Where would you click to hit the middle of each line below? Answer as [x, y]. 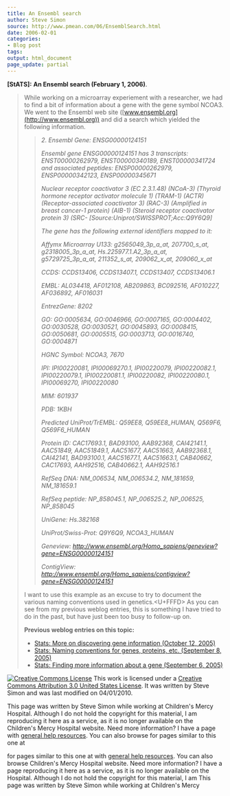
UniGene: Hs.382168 [70, 519]
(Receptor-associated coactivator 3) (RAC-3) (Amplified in [124, 203]
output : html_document [39, 58]
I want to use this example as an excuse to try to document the [113, 594]
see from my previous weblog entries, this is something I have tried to [123, 609]
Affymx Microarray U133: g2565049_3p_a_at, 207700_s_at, [125, 244]
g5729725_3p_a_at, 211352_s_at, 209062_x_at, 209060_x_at [127, 259]
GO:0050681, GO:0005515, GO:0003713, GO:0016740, [118, 334]
